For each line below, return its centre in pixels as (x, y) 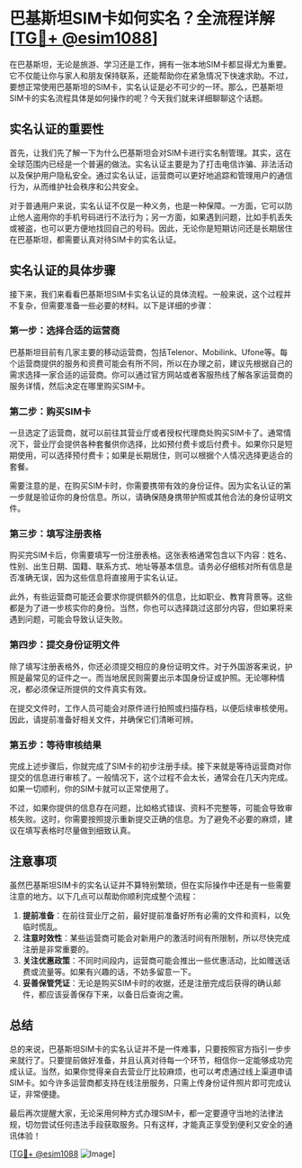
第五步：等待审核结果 (55, 744)
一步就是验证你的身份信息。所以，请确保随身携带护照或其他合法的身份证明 (147, 497)
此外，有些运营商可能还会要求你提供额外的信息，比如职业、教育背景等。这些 (151, 597)
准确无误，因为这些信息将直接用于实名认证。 (99, 578)
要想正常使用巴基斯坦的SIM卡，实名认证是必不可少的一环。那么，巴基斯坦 (147, 87)
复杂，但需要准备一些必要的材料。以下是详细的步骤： (115, 305)
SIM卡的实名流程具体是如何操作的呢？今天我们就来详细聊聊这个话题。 (138, 98)
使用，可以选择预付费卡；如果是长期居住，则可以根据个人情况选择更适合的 (155, 455)
